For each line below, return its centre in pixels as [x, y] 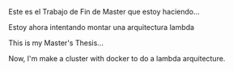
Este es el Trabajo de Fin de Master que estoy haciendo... [104, 12]
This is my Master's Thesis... [56, 43]
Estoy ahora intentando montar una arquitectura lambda [102, 27]
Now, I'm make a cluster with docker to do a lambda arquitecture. [117, 58]
